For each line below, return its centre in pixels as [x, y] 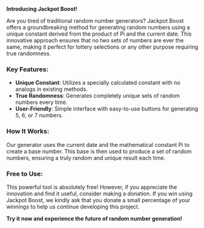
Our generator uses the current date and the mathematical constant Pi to [98, 144]
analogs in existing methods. [51, 89]
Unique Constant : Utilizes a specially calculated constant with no [98, 83]
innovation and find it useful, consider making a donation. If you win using [100, 194]
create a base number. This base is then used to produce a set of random [99, 151]
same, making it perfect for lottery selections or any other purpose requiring [102, 47]
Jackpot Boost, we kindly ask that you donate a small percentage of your [98, 200]
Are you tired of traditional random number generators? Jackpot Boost [95, 21]
